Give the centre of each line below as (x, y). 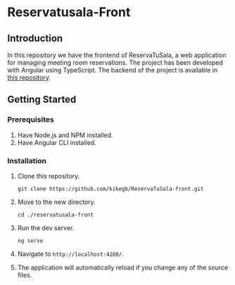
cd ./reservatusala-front (55, 215)
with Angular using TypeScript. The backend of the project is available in (113, 70)
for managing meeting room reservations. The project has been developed (115, 63)
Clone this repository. (49, 176)
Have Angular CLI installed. (57, 142)
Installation (27, 160)
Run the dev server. (46, 228)
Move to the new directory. (57, 202)
